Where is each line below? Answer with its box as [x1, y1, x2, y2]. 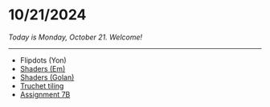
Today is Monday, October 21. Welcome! [8, 32, 143, 42]
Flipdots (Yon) [19, 55, 67, 65]
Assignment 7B [19, 89, 71, 99]
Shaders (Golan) [19, 72, 75, 82]
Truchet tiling [19, 80, 64, 90]
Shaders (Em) [19, 64, 66, 73]
